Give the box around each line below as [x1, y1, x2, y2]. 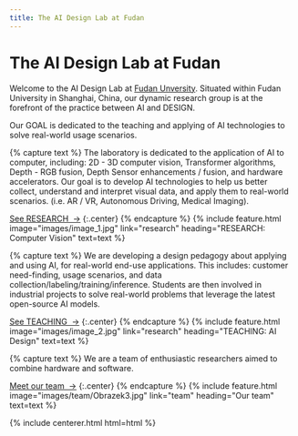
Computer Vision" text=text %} [9, 232, 126, 243]
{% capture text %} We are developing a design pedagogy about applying [9, 249, 287, 260]
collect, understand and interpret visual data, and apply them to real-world [9, 186, 289, 197]
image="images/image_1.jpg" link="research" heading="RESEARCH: [9, 222, 266, 233]
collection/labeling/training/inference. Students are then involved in [9, 279, 262, 289]
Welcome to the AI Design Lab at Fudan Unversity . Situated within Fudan [9, 83, 282, 94]
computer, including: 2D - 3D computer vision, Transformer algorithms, [9, 157, 276, 167]
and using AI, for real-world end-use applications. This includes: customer [9, 259, 289, 270]
